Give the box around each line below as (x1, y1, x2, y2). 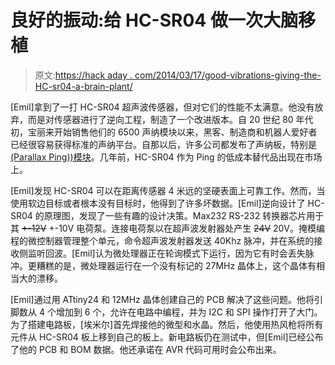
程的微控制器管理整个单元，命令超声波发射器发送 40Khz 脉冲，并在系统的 (10, 234, 315, 246)
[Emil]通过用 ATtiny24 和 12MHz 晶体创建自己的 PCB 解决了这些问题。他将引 (10, 293, 323, 305)
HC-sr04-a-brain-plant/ (34, 80, 133, 92)
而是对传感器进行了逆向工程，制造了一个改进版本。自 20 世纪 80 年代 (27, 113, 314, 125)
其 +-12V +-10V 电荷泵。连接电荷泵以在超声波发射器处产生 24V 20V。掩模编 (10, 222, 325, 234)
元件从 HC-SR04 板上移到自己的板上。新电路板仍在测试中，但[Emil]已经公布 (10, 331, 324, 343)
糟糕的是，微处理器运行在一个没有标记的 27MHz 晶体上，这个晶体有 (36, 259, 317, 271)
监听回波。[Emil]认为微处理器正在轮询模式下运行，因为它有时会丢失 (27, 247, 306, 259)
